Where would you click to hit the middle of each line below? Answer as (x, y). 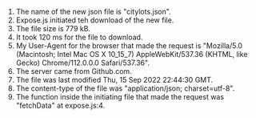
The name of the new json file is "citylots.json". (93, 12)
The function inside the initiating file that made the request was (120, 97)
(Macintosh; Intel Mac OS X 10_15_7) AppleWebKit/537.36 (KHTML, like (132, 54)
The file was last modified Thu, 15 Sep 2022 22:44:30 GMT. (114, 80)
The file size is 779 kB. (53, 28)
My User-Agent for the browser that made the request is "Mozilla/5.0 (129, 46)
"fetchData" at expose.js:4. (60, 105)
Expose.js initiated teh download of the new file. (95, 20)
